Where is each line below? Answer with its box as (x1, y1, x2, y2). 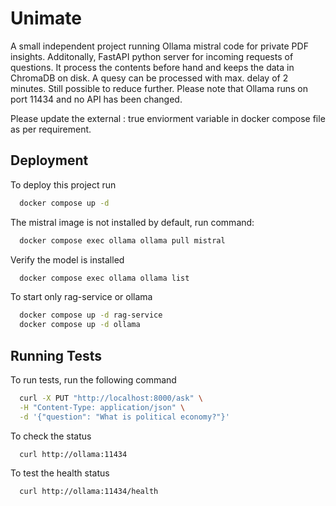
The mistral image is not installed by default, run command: (10, 216, 255, 228)
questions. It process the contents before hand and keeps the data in (10, 61, 295, 73)
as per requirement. (10, 123, 92, 135)
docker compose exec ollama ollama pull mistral (19, 235, 226, 246)
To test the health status (10, 467, 110, 479)
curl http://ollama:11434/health (19, 487, 159, 497)
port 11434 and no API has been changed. (10, 93, 183, 105)
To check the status (10, 430, 92, 442)
